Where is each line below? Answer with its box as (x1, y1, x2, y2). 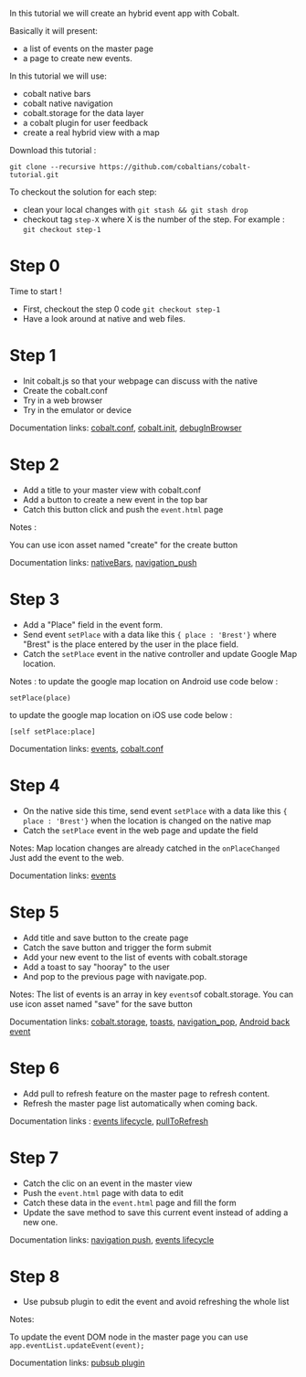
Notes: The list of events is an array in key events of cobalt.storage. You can (9, 989, 294, 1000)
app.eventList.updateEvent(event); (9, 1341, 145, 1351)
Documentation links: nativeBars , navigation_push (9, 556, 197, 567)
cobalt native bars (22, 89, 91, 99)
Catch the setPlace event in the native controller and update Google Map (22, 648, 298, 659)
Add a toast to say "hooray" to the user (22, 961, 171, 972)
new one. (22, 1216, 58, 1227)
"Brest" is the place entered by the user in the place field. (22, 639, 239, 650)
